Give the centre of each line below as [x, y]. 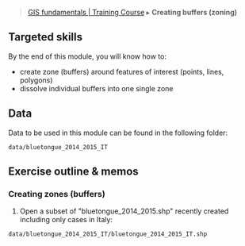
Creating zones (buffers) [57, 194]
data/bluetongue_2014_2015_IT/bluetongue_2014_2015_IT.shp [108, 234]
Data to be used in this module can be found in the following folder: [118, 133]
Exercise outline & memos [73, 172]
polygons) [36, 80]
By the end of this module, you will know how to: [87, 56]
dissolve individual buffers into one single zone [96, 88]
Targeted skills [46, 37]
